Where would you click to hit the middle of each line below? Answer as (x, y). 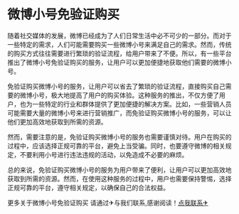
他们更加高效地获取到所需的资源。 (57, 122)
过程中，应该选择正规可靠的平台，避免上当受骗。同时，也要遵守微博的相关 (116, 146)
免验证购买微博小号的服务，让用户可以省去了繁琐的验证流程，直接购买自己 (116, 86)
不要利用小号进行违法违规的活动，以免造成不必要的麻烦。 (104, 154)
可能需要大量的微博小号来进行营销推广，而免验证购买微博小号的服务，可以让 (119, 113)
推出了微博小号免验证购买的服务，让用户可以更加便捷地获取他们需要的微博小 (119, 62)
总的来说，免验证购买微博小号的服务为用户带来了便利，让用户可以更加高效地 (119, 170)
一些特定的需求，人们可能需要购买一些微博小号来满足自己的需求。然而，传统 (119, 44)
